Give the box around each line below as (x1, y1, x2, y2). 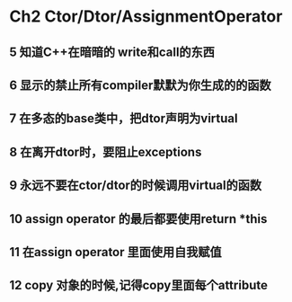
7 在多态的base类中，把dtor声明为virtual (9, 111, 238, 127)
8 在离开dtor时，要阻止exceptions (9, 144, 202, 159)
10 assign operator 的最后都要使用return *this (9, 211, 268, 226)
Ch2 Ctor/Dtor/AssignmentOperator (9, 6, 283, 27)
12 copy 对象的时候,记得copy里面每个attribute (9, 278, 268, 293)
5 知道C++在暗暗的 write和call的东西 (9, 44, 216, 59)
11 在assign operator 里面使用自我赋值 (9, 244, 222, 260)
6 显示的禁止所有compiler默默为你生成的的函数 (9, 77, 271, 93)
